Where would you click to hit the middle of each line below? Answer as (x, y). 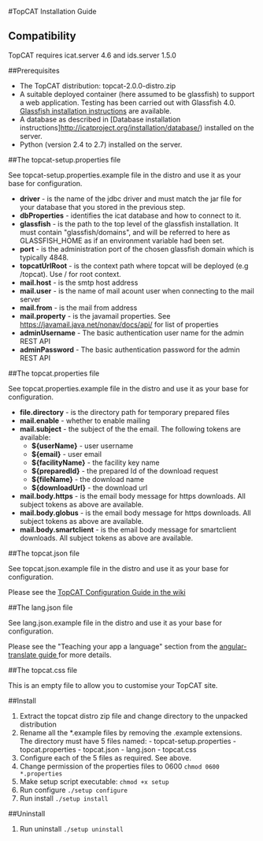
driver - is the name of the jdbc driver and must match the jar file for (130, 198)
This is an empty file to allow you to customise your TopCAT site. (113, 685)
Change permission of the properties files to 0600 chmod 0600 (119, 766)
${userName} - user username (82, 446)
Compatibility (42, 36)
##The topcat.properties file (54, 373)
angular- (233, 646)
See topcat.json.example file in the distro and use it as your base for (119, 568)
